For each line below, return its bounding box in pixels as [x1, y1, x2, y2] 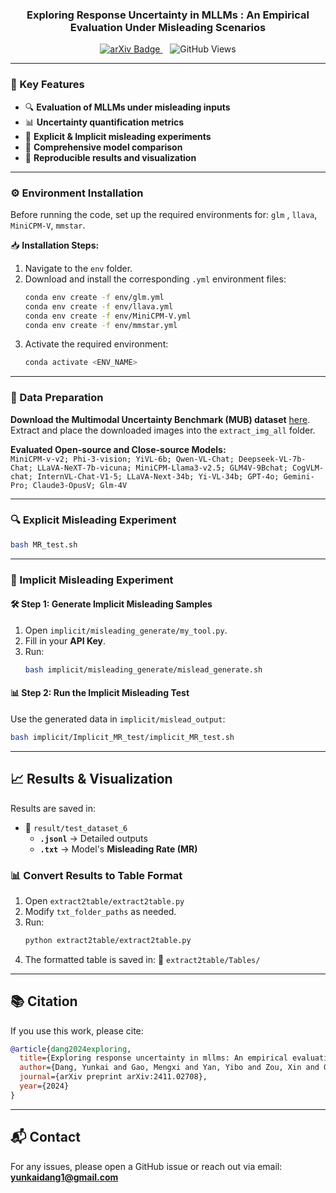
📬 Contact [10, 1129, 81, 1146]
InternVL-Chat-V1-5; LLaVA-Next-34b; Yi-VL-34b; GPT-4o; [36, 471, 280, 482]
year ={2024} [19, 1081, 70, 1092]
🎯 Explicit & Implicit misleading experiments [24, 130, 212, 142]
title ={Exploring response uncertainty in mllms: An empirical [19, 1053, 288, 1063]
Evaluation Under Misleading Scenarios [69, 20, 267, 34]
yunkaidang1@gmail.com [10, 1171, 119, 1183]
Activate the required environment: [24, 338, 169, 350]
